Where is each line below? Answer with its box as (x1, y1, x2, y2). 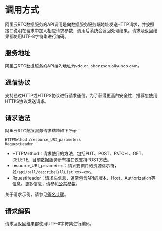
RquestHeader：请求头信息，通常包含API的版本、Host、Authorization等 (12, 175, 156, 181)
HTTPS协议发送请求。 (5, 98, 49, 104)
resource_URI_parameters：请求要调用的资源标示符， (12, 163, 119, 169)
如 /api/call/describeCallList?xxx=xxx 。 (12, 169, 95, 175)
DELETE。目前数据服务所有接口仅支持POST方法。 (12, 157, 112, 163)
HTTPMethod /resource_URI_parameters (5, 137, 81, 142)
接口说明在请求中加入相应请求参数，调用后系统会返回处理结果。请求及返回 (5, 27, 153, 33)
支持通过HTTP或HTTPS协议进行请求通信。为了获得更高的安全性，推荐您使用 (5, 92, 158, 98)
